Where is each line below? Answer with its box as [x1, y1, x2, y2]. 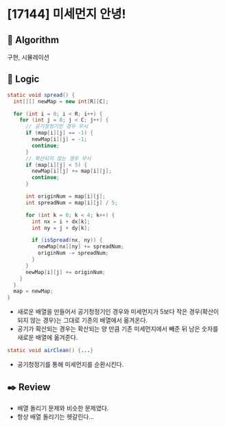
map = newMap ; [13, 288, 54, 295]
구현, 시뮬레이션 [7, 53, 50, 61]
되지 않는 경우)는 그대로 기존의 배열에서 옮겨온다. [16, 316, 148, 325]
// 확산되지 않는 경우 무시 [25, 155, 91, 162]
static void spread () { [7, 91, 75, 98]
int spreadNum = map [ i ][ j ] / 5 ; [25, 199, 118, 206]
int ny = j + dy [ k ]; [32, 224, 91, 231]
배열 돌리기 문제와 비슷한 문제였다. [16, 404, 109, 412]
